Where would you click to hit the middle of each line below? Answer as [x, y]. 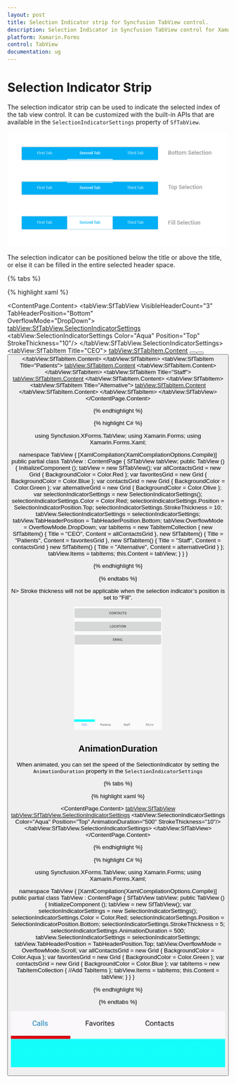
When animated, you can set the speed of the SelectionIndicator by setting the [118, 764]
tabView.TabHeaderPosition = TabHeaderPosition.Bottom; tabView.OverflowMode [118, 520]
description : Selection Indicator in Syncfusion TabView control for [111, 30]
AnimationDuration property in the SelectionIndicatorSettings [118, 771]
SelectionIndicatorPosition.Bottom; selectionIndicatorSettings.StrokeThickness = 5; [118, 924]
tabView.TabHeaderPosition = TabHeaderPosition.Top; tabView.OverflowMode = [118, 944]
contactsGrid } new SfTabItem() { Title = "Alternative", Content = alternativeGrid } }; [118, 547]
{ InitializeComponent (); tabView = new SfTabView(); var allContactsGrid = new [118, 468]
